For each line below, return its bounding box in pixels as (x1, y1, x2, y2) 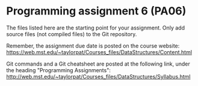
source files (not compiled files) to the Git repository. (6, 30, 137, 37)
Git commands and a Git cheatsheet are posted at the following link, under (6, 60, 191, 67)
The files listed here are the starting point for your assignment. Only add (6, 24, 185, 31)
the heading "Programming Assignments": (6, 66, 111, 73)
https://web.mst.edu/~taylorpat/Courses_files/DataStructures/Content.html (6, 48, 193, 55)
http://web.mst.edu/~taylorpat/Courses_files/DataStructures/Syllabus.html (6, 73, 191, 80)
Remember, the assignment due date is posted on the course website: (6, 42, 180, 49)
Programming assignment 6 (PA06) (6, 4, 187, 18)
